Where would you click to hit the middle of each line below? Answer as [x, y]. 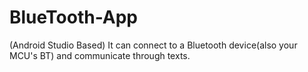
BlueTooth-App [73, 17]
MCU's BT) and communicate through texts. [100, 55]
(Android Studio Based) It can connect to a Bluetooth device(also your [153, 45]
